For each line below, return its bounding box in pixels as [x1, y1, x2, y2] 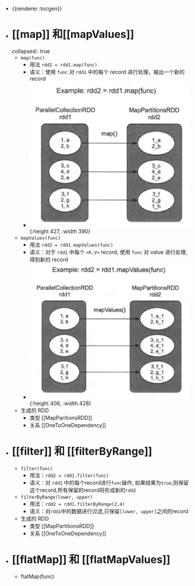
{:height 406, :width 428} [29, 400, 92, 407]
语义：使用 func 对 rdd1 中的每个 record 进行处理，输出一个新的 [29, 68, 185, 75]
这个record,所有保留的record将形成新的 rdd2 [29, 486, 136, 494]
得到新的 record [29, 256, 68, 263]
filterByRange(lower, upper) [20, 495, 93, 501]
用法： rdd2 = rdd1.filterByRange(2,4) [29, 501, 126, 508]
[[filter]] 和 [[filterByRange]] [11, 445, 152, 458]
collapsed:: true [11, 47, 50, 55]
